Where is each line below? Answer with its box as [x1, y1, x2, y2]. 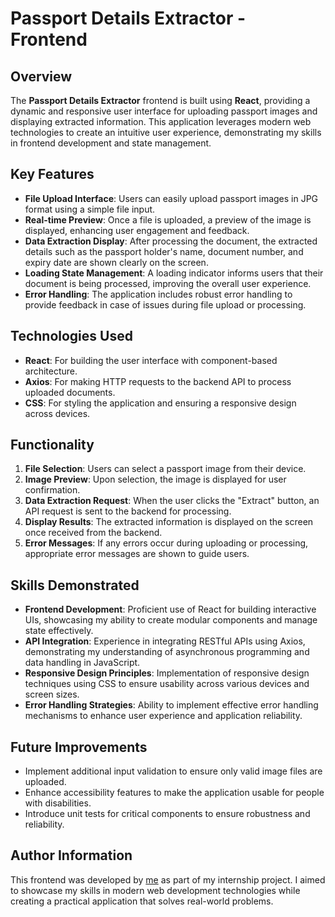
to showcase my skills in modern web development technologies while [10, 884, 301, 896]
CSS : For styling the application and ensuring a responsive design [24, 397, 297, 409]
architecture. [24, 365, 78, 377]
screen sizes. [24, 688, 80, 701]
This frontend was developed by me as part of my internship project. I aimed [10, 873, 326, 886]
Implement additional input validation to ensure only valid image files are [24, 765, 323, 777]
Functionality [10, 437, 95, 454]
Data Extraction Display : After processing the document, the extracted [24, 235, 318, 247]
